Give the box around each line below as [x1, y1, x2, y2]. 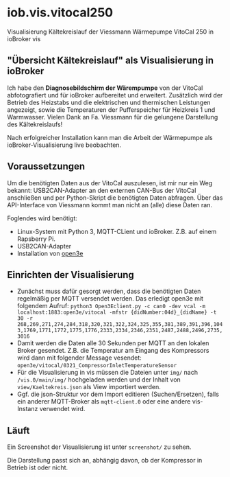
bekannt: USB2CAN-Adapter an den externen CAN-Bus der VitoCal [7, 186, 196, 194]
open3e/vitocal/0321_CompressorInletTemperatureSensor [16, 362, 177, 369]
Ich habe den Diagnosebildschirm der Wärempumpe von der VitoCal [7, 84, 203, 92]
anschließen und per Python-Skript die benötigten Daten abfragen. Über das [7, 194, 223, 202]
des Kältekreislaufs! [7, 120, 63, 128]
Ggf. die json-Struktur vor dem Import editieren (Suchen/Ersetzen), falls [16, 390, 219, 399]
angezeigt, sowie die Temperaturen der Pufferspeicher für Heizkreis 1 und [7, 105, 216, 114]
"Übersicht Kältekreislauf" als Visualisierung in [7, 55, 214, 67]
